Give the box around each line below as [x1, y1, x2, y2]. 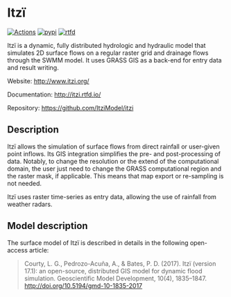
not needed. [7, 179, 42, 187]
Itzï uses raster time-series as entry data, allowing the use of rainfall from [7, 192, 217, 201]
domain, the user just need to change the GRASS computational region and [7, 164, 222, 173]
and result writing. [7, 63, 59, 71]
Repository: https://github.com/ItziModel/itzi [7, 103, 134, 112]
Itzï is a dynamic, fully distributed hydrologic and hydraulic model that [7, 41, 206, 49]
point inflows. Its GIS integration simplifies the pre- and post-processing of [7, 149, 221, 158]
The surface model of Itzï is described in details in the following [7, 238, 189, 247]
